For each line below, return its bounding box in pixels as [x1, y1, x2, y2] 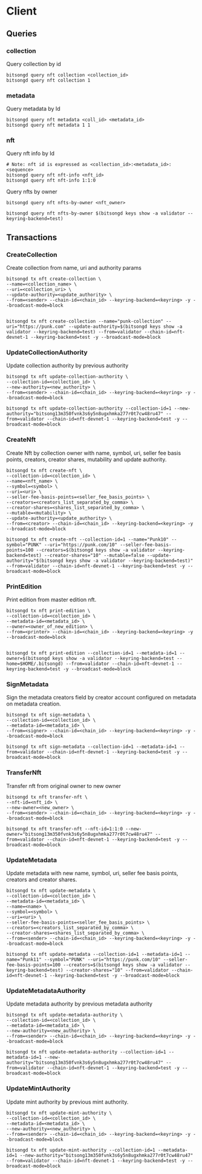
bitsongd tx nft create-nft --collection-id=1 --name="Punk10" [6, 536, 169, 542]
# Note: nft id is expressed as [6, 162, 88, 168]
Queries [6, 28, 37, 39]
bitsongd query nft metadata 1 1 [6, 122, 91, 128]
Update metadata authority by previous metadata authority [6, 1000, 153, 1007]
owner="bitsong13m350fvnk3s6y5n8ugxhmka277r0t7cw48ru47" [6, 831, 153, 837]
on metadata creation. [6, 700, 62, 707]
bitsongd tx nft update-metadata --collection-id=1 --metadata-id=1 [6, 951, 183, 957]
